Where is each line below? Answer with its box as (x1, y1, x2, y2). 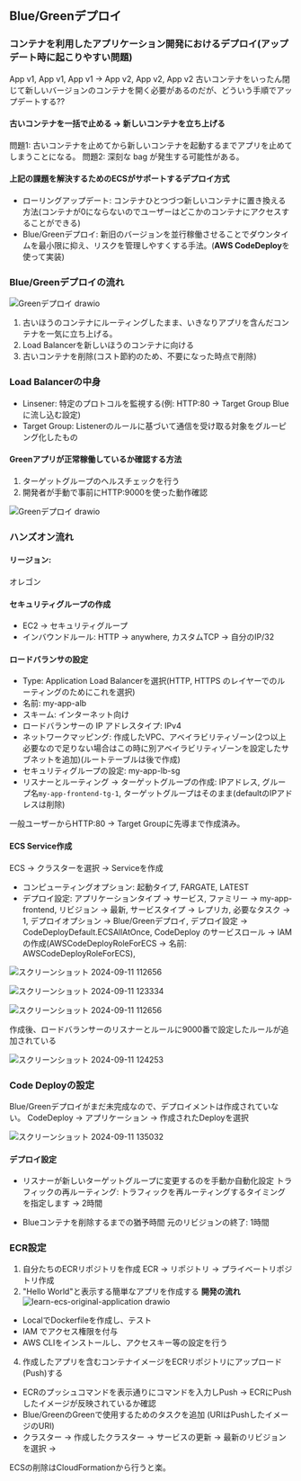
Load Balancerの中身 (9, 376, 102, 389)
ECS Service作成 (9, 840, 73, 852)
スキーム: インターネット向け (22, 709, 130, 720)
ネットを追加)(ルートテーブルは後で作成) (30, 754, 181, 765)
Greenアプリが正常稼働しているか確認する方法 (9, 453, 182, 465)
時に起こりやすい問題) (37, 51, 133, 64)
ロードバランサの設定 (9, 653, 88, 664)
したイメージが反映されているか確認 (22, 1398, 157, 1409)
